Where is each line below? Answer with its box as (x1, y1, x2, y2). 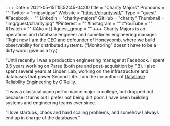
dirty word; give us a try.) (5, 48, 58, 53)
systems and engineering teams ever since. (5, 100, 96, 106)
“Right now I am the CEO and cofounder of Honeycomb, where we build (5, 37, 156, 43)
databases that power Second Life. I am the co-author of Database (5, 74, 145, 79)
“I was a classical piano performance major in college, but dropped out (5, 89, 154, 94)
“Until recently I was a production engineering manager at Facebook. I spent (5, 57, 165, 63)
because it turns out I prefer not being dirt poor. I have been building (5, 94, 148, 100)
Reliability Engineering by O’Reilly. (5, 79, 76, 85)
